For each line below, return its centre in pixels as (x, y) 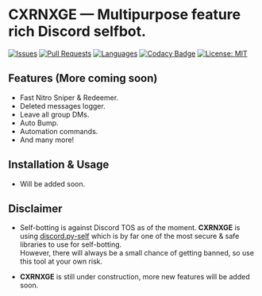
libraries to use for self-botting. (71, 244)
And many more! (47, 140)
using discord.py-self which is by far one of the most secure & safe (129, 236)
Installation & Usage (59, 165)
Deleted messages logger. (62, 106)
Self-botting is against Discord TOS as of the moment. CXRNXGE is (130, 228)
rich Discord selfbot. (77, 31)
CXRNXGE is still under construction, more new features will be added (135, 277)
